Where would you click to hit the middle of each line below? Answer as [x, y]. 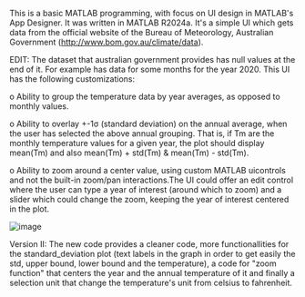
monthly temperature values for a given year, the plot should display [137, 143]
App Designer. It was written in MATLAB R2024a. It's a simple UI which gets [152, 23]
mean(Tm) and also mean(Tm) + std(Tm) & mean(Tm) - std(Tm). [129, 153]
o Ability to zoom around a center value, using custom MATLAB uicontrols [148, 170]
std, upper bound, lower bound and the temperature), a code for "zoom [143, 263]
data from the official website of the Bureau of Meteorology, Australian [142, 32]
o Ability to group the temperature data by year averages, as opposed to [145, 96]
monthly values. [39, 106]
